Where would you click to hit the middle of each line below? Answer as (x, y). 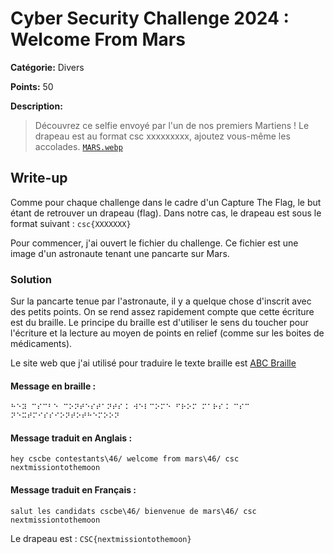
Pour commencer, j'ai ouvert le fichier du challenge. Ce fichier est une (154, 243)
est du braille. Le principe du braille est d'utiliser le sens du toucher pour (159, 323)
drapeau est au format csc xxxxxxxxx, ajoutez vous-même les (162, 136)
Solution (31, 279)
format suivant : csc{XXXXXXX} (71, 223)
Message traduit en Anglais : (71, 438)
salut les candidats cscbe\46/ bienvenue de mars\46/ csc (133, 511)
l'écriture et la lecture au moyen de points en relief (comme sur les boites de (167, 333)
